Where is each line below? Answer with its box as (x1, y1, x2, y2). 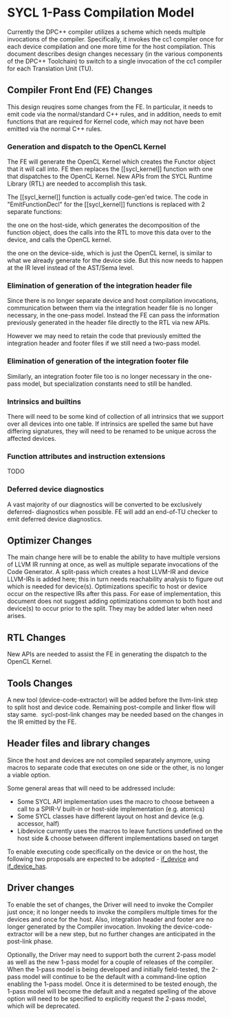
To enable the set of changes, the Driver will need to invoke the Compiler (7, 900, 214, 909)
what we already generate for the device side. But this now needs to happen (7, 257, 223, 265)
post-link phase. (7, 937, 54, 945)
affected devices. (7, 434, 56, 442)
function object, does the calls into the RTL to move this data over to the (7, 228, 212, 237)
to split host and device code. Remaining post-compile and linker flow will (7, 702, 216, 711)
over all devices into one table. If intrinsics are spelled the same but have (7, 419, 214, 428)
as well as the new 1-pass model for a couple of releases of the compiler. (7, 958, 214, 966)
